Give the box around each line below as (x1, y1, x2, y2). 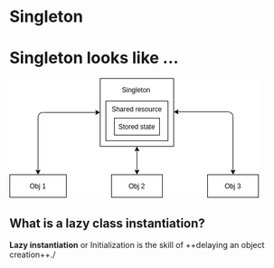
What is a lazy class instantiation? (9, 215, 205, 231)
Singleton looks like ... (9, 48, 179, 69)
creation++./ (9, 249, 56, 260)
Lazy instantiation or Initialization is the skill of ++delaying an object (9, 239, 265, 250)
